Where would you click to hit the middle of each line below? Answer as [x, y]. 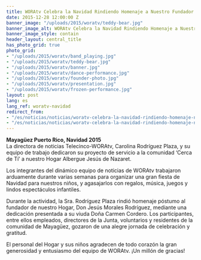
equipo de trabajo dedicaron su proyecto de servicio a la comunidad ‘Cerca [99, 152]
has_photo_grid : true [33, 45]
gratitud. [17, 233]
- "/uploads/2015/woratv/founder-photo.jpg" [63, 78]
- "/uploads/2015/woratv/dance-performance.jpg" [68, 73]
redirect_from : [25, 112]
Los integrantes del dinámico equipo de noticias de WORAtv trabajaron [94, 170]
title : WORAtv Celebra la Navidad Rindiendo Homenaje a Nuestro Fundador [100, 12]
